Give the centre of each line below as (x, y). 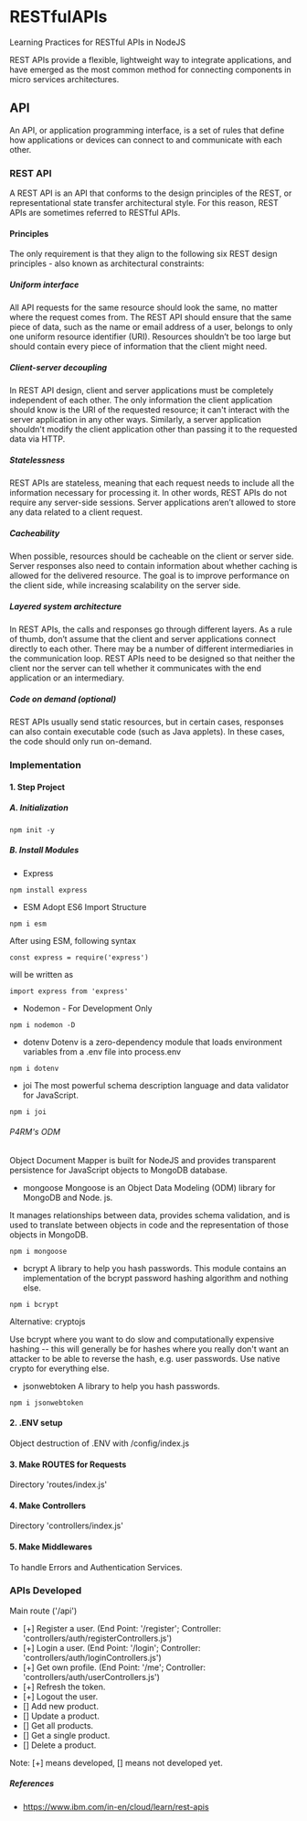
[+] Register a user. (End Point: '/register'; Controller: (122, 1628)
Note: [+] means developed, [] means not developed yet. (116, 1762)
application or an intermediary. (67, 678)
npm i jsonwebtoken (47, 1403)
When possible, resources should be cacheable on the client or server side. (152, 556)
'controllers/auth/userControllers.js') (91, 1676)
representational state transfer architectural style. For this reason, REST (144, 203)
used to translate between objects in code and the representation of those (149, 1225)
